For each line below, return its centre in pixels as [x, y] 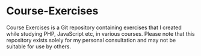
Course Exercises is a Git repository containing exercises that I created [94, 27]
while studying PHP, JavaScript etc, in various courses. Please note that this [100, 33]
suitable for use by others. [39, 46]
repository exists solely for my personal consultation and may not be [91, 40]
